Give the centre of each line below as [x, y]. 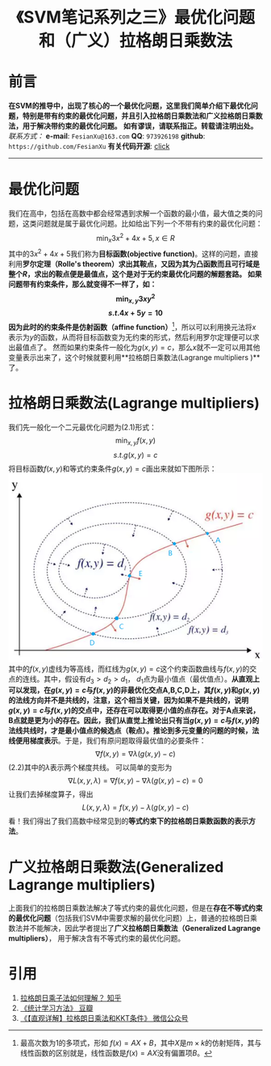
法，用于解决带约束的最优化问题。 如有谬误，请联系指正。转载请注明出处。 [133, 125]
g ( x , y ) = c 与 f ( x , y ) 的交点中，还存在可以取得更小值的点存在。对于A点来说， [134, 710]
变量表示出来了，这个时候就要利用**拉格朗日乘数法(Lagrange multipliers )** [134, 357]
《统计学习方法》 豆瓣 [56, 1008]
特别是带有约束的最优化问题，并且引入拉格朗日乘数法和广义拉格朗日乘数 [142, 116]
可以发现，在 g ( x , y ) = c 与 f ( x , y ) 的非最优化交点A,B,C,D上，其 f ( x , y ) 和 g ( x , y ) [134, 690]
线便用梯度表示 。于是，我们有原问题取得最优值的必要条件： [107, 741]
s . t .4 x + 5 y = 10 [135, 313]
